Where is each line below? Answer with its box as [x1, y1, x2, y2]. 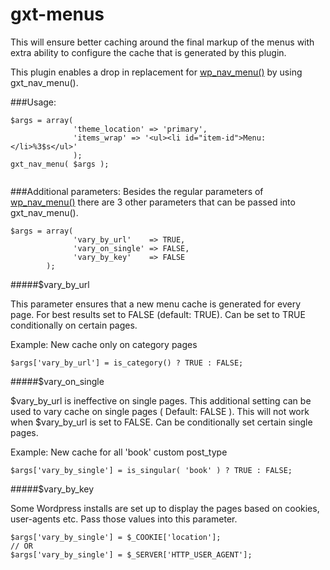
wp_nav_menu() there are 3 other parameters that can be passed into [10, 196, 296, 208]
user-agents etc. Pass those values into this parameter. [10, 513, 238, 525]
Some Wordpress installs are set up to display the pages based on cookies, [10, 502, 320, 514]
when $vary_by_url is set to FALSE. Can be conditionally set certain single [10, 416, 313, 428]
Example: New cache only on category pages [10, 338, 198, 350]
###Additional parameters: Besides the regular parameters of [10, 185, 264, 197]
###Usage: [10, 96, 57, 108]
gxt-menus [10, 3, 105, 26]
